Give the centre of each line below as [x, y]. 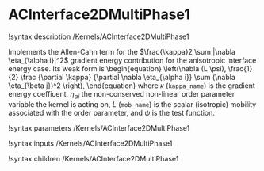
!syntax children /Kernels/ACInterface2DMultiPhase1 [94, 158]
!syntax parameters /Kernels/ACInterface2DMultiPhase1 [99, 127]
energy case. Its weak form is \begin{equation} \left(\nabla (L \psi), [117, 68]
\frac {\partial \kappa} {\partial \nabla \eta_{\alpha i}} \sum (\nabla [128, 77]
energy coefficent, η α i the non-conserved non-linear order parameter [122, 95]
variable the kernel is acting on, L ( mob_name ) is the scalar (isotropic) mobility [132, 104]
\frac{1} [240, 68]
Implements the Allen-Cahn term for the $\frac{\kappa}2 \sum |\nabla [122, 51]
